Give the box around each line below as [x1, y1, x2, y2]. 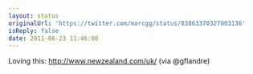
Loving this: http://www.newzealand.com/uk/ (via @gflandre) [8, 56, 210, 66]
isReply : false [8, 27, 59, 35]
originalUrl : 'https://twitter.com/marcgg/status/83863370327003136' [8, 19, 247, 27]
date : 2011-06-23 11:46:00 [8, 34, 99, 43]
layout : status [8, 11, 59, 20]
